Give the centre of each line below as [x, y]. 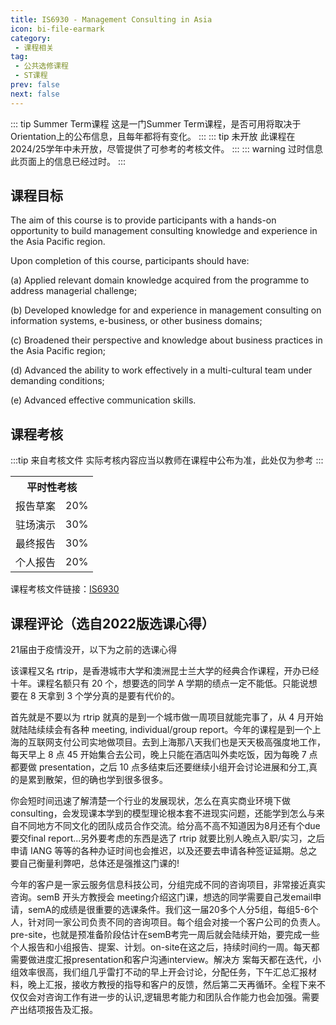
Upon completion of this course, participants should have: [130, 261]
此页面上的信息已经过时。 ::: [68, 161]
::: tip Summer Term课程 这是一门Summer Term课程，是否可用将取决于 [156, 123]
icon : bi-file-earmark [57, 29]
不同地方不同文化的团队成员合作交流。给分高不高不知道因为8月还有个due [169, 826]
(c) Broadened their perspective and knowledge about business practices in [166, 340]
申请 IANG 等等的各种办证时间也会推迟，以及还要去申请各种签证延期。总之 [164, 851]
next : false [35, 94]
